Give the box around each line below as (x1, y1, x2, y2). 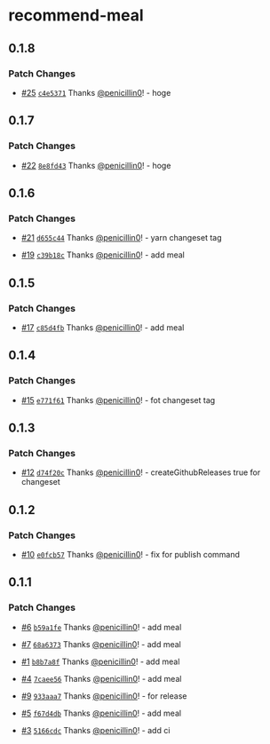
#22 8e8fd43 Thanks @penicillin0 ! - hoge (20, 160, 171, 170)
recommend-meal (8, 5, 144, 26)
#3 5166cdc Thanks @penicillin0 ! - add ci (20, 724, 171, 735)
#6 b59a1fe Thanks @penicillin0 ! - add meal (20, 621, 182, 632)
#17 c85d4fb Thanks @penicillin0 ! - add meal (20, 321, 185, 333)
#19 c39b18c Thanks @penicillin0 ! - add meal (20, 249, 186, 260)
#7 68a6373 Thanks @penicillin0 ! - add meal (20, 638, 181, 649)
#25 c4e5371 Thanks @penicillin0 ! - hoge (20, 87, 171, 98)
